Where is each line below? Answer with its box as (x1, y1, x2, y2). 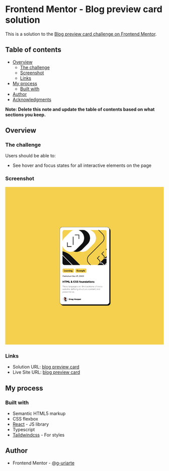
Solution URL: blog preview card (12, 364, 79, 370)
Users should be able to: (5, 153, 56, 159)
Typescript (12, 426, 35, 432)
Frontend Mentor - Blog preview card (5, 4, 162, 15)
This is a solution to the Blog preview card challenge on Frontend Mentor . (5, 31, 157, 37)
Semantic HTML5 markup (12, 410, 66, 417)
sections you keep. (5, 111, 46, 117)
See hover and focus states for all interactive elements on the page (12, 162, 152, 168)
